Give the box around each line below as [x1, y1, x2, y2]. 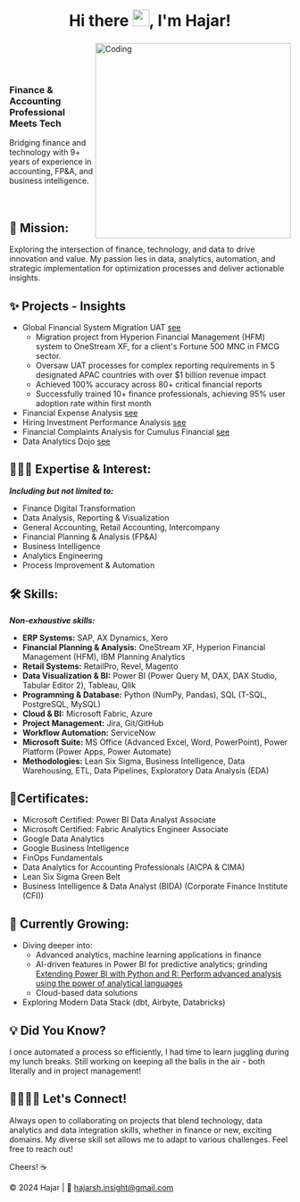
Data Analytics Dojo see [21, 436, 111, 447]
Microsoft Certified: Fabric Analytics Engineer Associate [21, 824, 229, 835]
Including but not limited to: [9, 485, 114, 496]
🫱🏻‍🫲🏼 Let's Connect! [9, 1091, 128, 1106]
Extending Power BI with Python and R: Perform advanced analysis [35, 969, 282, 980]
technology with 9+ [9, 147, 81, 158]
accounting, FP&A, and [9, 166, 94, 177]
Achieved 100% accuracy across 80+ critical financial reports [35, 380, 262, 390]
